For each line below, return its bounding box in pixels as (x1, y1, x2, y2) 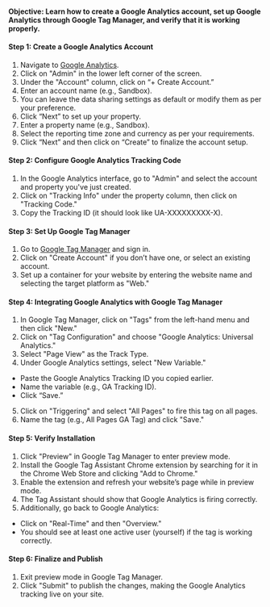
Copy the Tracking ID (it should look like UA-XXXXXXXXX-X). (19, 208, 223, 217)
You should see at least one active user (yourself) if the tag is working (19, 527, 252, 537)
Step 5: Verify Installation (8, 433, 95, 443)
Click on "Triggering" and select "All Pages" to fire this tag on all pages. (19, 406, 258, 416)
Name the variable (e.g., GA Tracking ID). (19, 382, 157, 391)
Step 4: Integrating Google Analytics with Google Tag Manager (8, 297, 223, 307)
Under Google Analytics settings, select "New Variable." (19, 358, 206, 367)
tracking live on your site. (19, 589, 105, 599)
